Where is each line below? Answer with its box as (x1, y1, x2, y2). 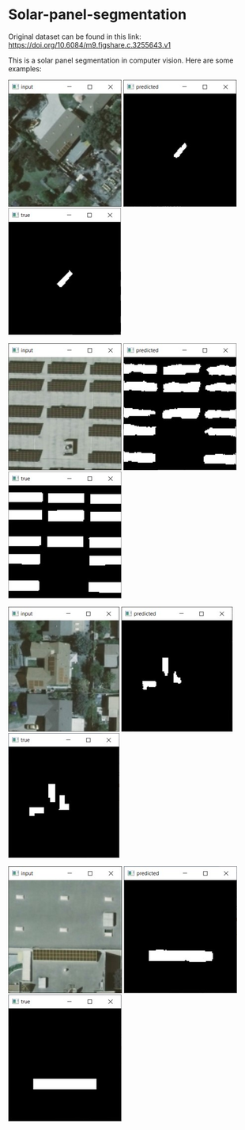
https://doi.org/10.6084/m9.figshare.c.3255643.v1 (8, 40, 171, 49)
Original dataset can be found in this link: (8, 32, 142, 41)
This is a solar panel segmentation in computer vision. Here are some (8, 55, 234, 65)
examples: (8, 63, 42, 73)
